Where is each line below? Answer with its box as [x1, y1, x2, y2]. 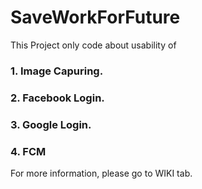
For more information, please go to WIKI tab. [10, 167, 193, 179]
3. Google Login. [10, 117, 92, 131]
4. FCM [10, 144, 47, 158]
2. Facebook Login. [10, 91, 105, 105]
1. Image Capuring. [10, 64, 104, 78]
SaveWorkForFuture [10, 6, 181, 29]
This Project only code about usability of [10, 39, 177, 51]
